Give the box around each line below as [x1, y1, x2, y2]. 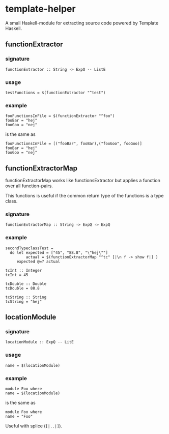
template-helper [5, 3, 76, 15]
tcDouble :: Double [5, 281, 47, 286]
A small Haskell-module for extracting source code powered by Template [5, 20, 159, 26]
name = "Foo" [5, 414, 33, 419]
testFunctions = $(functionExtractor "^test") [5, 90, 106, 95]
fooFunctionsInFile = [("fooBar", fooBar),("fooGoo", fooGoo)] [5, 141, 143, 147]
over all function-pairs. [5, 183, 53, 189]
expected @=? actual [16, 259, 60, 264]
